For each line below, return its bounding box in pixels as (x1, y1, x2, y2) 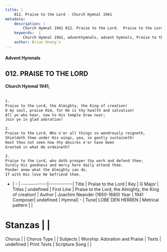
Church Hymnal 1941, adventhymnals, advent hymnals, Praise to (23, 35, 157, 40)
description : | (14, 21, 46, 26)
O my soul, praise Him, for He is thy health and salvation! (5, 108, 135, 113)
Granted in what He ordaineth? (5, 145, 70, 150)
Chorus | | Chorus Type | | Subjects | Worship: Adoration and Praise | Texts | (5, 236, 162, 242)
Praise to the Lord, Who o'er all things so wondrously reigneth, (5, 131, 146, 136)
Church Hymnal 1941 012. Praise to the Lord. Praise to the (23, 26, 153, 31)
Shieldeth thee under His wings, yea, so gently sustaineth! (5, 135, 135, 141)
